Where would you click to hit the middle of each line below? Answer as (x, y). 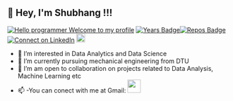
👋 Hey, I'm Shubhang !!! (60, 13)
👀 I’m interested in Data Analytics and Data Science (92, 53)
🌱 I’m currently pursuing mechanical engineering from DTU (103, 61)
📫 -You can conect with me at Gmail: (72, 90)
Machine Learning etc (49, 76)
